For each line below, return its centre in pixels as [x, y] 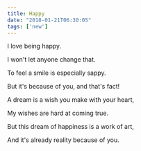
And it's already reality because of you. [63, 140]
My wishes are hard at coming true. [58, 113]
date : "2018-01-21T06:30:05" [49, 20]
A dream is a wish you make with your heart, [70, 100]
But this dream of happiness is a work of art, [70, 127]
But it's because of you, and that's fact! [64, 87]
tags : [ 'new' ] [28, 26]
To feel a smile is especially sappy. [57, 73]
